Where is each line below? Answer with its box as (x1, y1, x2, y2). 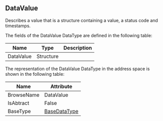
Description (63, 44, 92, 51)
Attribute (50, 83, 73, 90)
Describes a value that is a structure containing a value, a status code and (5, 17, 158, 23)
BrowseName (8, 91, 40, 98)
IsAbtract (8, 99, 30, 106)
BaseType (8, 107, 31, 114)
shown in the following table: (5, 71, 65, 77)
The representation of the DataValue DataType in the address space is (5, 65, 150, 72)
